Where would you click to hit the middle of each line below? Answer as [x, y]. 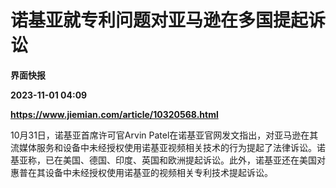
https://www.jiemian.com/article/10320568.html [114, 114]
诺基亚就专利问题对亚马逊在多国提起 [159, 20]
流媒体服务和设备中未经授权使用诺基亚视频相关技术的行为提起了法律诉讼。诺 [168, 147]
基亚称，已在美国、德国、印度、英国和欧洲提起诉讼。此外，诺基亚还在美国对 [168, 160]
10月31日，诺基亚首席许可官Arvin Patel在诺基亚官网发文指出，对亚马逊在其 [164, 135]
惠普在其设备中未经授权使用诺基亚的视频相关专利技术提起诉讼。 [141, 172]
